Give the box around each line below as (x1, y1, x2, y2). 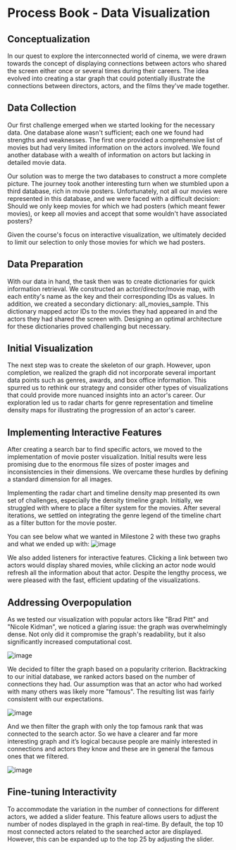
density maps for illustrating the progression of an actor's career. (7, 406, 196, 414)
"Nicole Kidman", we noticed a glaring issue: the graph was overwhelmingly (7, 622, 228, 632)
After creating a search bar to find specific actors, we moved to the (7, 445, 202, 454)
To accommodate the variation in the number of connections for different (7, 805, 220, 813)
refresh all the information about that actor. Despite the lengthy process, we (7, 569, 227, 577)
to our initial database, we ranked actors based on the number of (7, 672, 196, 681)
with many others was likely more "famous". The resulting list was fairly (7, 687, 215, 696)
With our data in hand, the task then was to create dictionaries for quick (7, 277, 216, 285)
